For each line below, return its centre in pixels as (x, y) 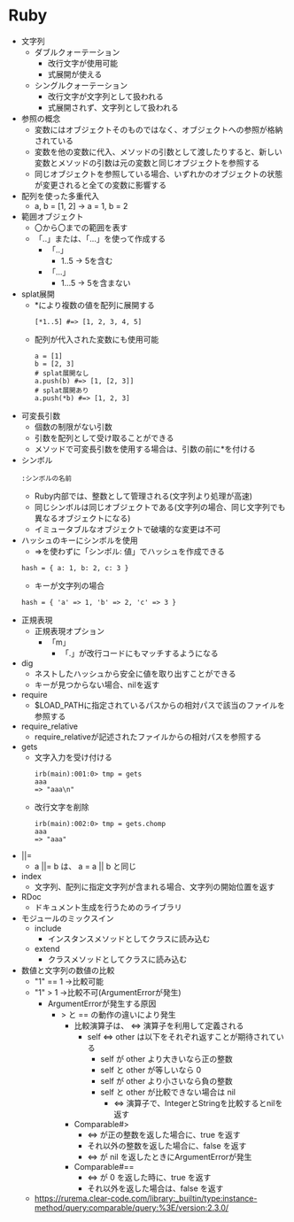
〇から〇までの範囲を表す (81, 228)
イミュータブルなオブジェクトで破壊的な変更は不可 (128, 529)
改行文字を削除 (62, 807)
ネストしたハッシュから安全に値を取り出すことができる (135, 673)
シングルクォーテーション (81, 85)
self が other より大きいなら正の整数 (166, 1058)
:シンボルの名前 (46, 478)
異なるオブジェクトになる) (82, 518)
